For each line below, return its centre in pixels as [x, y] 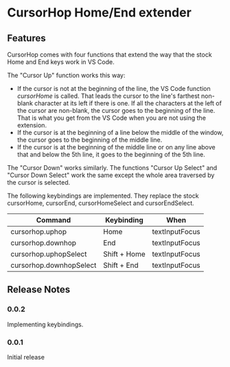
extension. [32, 125]
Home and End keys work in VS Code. [61, 62]
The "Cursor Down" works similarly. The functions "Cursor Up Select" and [112, 168]
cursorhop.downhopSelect [54, 265]
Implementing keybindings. [45, 324]
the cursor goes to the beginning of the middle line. [90, 140]
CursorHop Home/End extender [100, 13]
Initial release [26, 357]
